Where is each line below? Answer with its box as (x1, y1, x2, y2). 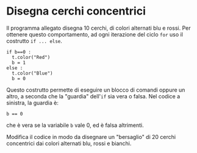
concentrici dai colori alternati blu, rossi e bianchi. (6, 140, 132, 147)
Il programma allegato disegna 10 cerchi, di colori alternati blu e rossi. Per (6, 24, 191, 32)
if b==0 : (6, 49, 32, 55)
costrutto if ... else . (6, 37, 63, 44)
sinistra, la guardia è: (6, 99, 59, 106)
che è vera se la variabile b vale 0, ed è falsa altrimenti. (6, 121, 145, 129)
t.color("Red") (12, 54, 51, 60)
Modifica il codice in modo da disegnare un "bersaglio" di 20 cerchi (6, 133, 176, 140)
